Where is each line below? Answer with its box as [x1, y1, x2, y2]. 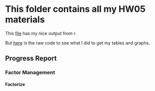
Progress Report [5, 54, 57, 63]
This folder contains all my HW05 [5, 3, 146, 15]
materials [5, 14, 45, 25]
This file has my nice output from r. [5, 30, 77, 36]
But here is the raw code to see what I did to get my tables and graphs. [5, 40, 151, 45]
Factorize [5, 81, 25, 87]
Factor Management [5, 69, 56, 76]
